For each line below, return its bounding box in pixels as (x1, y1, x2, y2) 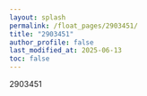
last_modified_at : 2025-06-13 (9, 46, 123, 55)
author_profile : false (9, 37, 94, 47)
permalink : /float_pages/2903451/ (9, 21, 139, 30)
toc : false (9, 54, 50, 63)
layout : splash (9, 12, 66, 22)
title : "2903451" (9, 29, 74, 38)
